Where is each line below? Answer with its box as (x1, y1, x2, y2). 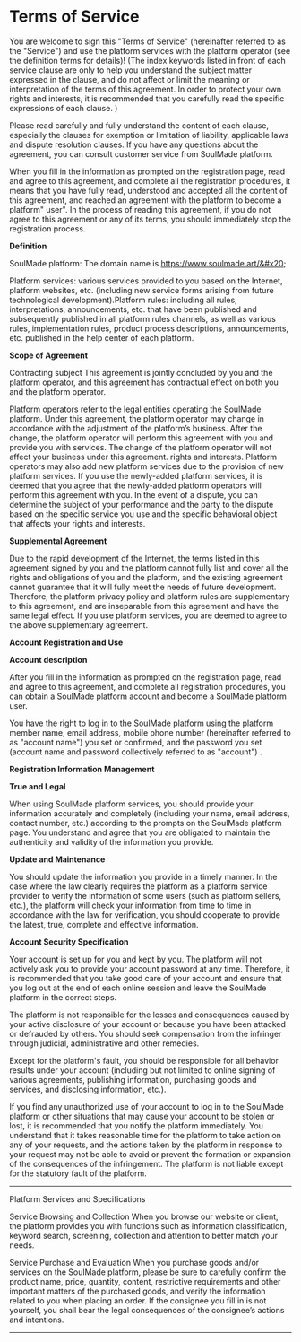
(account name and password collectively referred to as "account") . (9, 746, 262, 757)
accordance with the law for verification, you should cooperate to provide (9, 909, 280, 920)
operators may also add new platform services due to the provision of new (9, 460, 284, 472)
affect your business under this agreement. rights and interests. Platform (9, 451, 278, 462)
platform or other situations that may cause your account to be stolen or (9, 1111, 275, 1121)
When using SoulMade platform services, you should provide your (9, 798, 254, 809)
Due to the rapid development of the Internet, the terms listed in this (9, 553, 260, 563)
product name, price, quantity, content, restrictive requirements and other (9, 1276, 281, 1286)
